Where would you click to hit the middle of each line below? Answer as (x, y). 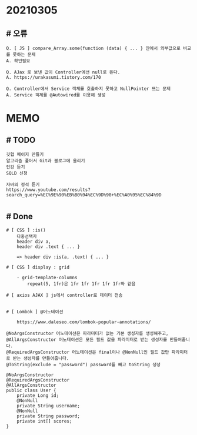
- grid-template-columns (47, 277)
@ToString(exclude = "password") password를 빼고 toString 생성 (83, 364)
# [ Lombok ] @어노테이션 (35, 312)
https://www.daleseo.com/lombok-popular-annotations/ (84, 322)
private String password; (49, 416)
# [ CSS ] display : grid (38, 267)
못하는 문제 (24, 55)
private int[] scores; (44, 421)
